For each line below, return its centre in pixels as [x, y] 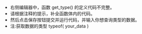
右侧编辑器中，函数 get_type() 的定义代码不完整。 [62, 7]
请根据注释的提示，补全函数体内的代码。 [52, 13]
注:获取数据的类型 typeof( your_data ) [49, 26]
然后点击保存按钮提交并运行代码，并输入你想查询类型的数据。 [75, 20]
